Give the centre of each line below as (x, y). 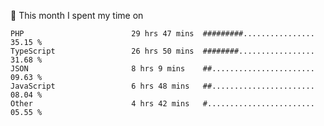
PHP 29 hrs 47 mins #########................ (162, 34)
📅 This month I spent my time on (77, 15)
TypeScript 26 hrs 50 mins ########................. (162, 51)
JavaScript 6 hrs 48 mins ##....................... (162, 86)
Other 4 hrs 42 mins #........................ (162, 104)
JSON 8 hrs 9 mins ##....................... (162, 69)
